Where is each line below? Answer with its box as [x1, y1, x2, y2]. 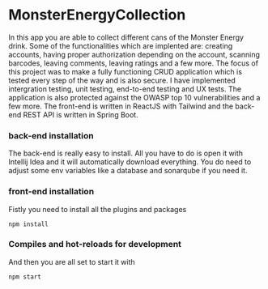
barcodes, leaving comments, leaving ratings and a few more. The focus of [8, 58, 259, 68]
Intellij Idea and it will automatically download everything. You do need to [8, 157, 252, 167]
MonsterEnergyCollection [8, 6, 186, 24]
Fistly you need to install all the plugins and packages [8, 204, 187, 214]
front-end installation [8, 186, 95, 198]
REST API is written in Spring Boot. [23, 109, 139, 119]
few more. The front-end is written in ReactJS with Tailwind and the [8, 101, 233, 111]
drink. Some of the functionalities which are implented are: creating [8, 40, 233, 50]
